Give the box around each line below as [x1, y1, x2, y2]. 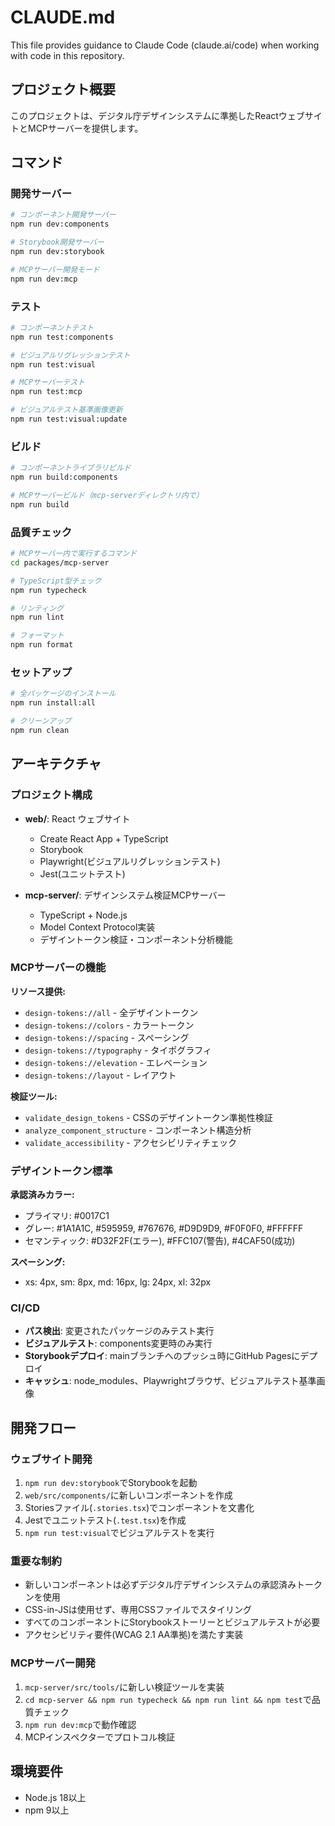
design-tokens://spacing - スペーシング [24, 1031, 190, 1043]
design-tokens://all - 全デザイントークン [24, 1006, 199, 1018]
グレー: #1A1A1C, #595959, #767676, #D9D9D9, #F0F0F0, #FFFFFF [24, 1222, 304, 1235]
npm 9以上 [24, 1804, 70, 1816]
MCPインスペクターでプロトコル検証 [24, 1731, 175, 1743]
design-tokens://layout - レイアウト [24, 1069, 177, 1081]
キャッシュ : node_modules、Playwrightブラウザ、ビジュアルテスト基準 [24, 1375, 317, 1387]
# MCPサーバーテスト [10, 377, 85, 388]
